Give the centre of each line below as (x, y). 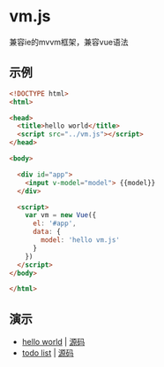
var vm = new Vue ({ (61, 215)
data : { (47, 232)
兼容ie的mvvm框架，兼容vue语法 (69, 42)
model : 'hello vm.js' (81, 240)
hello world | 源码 (53, 342)
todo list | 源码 (48, 353)
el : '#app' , (54, 223)
